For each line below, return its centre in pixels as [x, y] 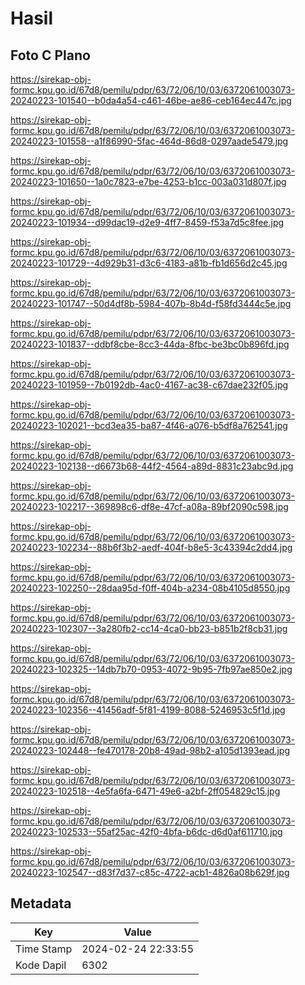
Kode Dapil [41, 965]
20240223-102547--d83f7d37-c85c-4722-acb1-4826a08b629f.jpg [150, 872]
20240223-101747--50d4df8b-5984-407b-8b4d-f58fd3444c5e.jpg [151, 303]
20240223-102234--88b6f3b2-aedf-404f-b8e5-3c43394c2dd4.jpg [151, 547]
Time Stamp [44, 949]
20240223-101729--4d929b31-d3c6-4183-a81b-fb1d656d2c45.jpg [149, 263]
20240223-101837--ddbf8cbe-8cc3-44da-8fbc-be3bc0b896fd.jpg [150, 344]
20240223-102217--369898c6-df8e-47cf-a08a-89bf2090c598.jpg [149, 506]
